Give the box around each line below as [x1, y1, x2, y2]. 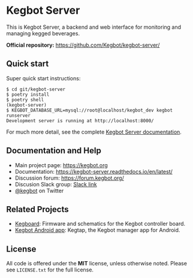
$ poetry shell [6, 96, 44, 102]
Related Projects [6, 204, 69, 214]
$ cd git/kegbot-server [6, 86, 66, 92]
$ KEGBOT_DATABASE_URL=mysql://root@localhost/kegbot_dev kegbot [6, 107, 173, 113]
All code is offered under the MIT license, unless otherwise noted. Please [6, 260, 188, 267]
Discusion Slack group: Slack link [14, 180, 97, 188]
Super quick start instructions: [6, 74, 81, 81]
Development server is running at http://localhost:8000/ [6, 117, 154, 123]
